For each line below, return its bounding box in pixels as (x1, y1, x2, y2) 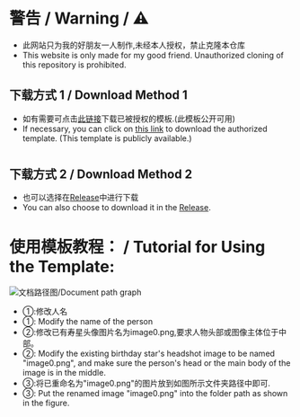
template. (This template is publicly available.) (22, 132, 192, 144)
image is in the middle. (22, 368, 106, 378)
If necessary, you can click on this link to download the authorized (22, 123, 268, 134)
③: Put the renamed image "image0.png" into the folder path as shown (22, 388, 288, 399)
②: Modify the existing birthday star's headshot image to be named (22, 348, 276, 359)
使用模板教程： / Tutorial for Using (9, 236, 266, 257)
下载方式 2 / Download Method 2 (9, 166, 193, 182)
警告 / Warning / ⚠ (9, 8, 150, 29)
